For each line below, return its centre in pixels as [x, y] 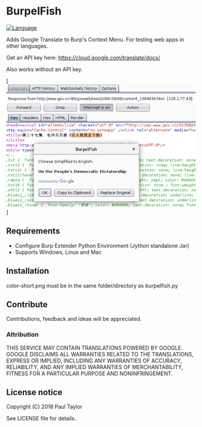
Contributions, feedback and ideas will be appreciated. [74, 319]
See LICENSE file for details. [41, 419]
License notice [34, 392]
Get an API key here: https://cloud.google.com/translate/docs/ [83, 57]
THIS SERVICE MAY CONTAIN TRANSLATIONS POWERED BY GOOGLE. [95, 347]
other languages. [27, 46]
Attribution [23, 335]
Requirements [33, 231]
